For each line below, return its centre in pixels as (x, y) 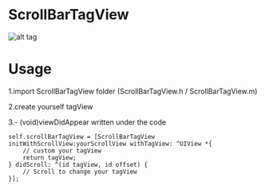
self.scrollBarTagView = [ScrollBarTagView (82, 137)
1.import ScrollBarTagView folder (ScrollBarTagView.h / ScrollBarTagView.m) (133, 91)
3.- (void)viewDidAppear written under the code (87, 122)
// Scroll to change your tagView (80, 172)
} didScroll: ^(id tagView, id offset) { (78, 164)
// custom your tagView (62, 150)
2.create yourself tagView (51, 106)
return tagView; (50, 157)
